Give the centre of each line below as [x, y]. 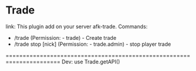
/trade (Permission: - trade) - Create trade [65, 38]
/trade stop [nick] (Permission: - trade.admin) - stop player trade [92, 44]
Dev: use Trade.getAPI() [91, 62]
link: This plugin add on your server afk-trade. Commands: [77, 26]
